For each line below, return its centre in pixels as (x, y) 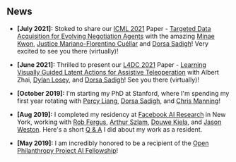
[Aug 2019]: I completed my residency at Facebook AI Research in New (121, 114)
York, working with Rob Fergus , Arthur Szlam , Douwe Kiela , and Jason (119, 122)
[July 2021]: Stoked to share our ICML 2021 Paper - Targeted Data (114, 28)
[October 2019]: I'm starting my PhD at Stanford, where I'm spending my (123, 93)
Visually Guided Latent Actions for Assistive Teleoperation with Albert (118, 72)
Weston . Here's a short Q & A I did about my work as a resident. (110, 129)
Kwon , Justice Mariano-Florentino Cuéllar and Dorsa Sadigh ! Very (113, 43)
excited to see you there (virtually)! (67, 51)
